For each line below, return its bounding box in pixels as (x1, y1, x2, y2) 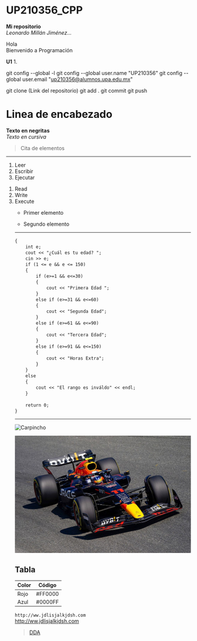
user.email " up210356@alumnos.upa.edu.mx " (22, 76, 133, 83)
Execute (14, 198, 35, 205)
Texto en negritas (6, 127, 50, 134)
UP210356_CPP (6, 4, 83, 17)
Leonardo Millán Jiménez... (6, 29, 72, 36)
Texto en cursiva (6, 133, 47, 140)
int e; (25, 244, 42, 250)
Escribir (14, 168, 33, 175)
